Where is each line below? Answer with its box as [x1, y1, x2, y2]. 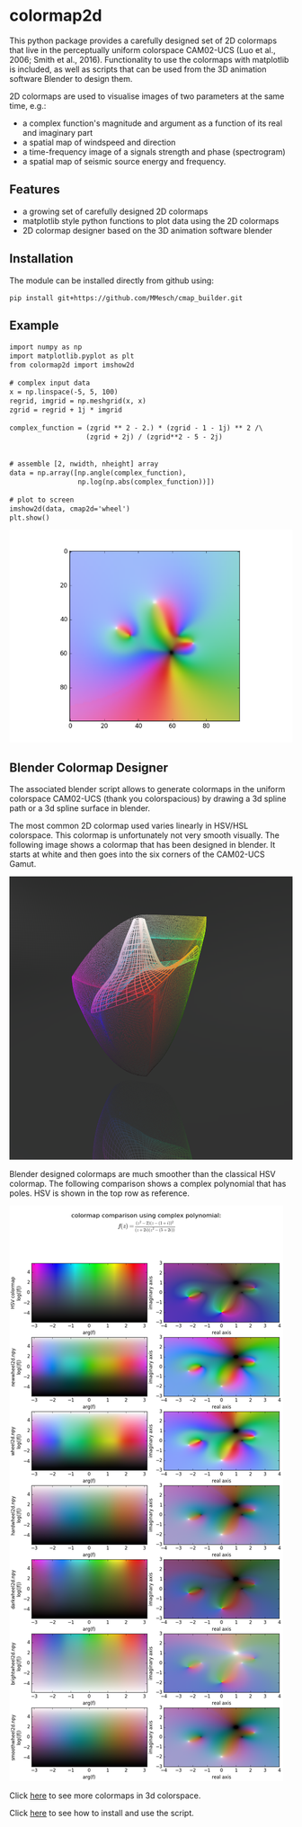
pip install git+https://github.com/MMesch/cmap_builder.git [9, 293, 244, 302]
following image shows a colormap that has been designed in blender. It [9, 840, 276, 851]
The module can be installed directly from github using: [9, 275, 214, 286]
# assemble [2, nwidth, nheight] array [9, 459, 159, 468]
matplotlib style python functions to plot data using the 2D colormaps [22, 215, 280, 226]
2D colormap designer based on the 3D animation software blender [22, 225, 272, 236]
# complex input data [9, 379, 91, 388]
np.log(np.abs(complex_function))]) [77, 477, 216, 486]
